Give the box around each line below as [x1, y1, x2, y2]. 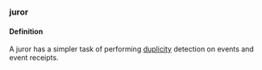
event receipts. [9, 53, 59, 63]
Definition [9, 27, 44, 36]
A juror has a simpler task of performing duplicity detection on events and [9, 44, 255, 54]
